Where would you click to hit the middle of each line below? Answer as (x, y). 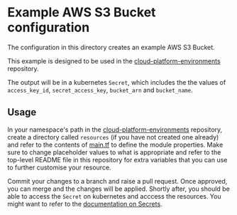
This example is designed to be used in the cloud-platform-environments (114, 61)
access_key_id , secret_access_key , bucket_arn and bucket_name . (100, 90)
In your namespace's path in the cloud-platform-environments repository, (115, 130)
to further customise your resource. (59, 167)
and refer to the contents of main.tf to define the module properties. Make (115, 145)
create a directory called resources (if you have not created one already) (113, 137)
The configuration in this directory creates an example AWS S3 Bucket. (111, 47)
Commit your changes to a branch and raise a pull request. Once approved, (117, 181)
